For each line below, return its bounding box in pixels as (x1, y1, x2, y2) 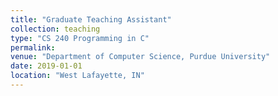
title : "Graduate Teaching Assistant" (10, 14, 172, 25)
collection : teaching (10, 24, 101, 34)
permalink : (10, 42, 56, 53)
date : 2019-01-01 (10, 61, 83, 71)
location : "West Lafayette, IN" (10, 71, 145, 81)
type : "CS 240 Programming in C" (10, 33, 150, 43)
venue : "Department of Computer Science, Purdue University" (10, 52, 271, 62)
